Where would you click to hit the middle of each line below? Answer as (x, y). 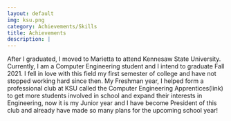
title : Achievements (37, 33)
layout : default (30, 13)
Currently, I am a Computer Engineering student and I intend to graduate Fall (116, 66)
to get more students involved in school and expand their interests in (105, 96)
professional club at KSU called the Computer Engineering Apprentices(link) (115, 89)
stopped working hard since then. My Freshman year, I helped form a (105, 81)
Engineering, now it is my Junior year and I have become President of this (112, 103)
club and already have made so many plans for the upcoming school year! (113, 111)
